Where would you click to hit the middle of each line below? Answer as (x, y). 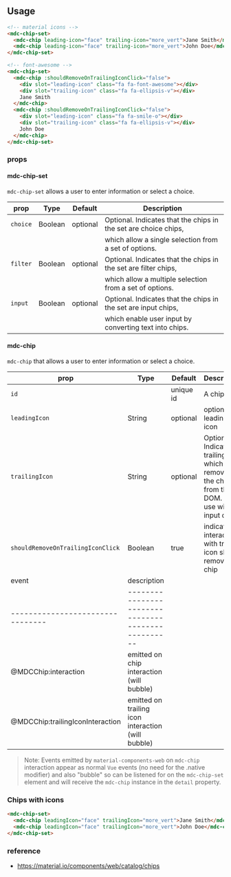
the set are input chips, (141, 307)
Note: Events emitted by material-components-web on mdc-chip (112, 760)
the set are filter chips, (141, 268)
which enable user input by (148, 318)
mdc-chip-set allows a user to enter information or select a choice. (101, 191)
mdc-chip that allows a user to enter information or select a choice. (101, 361)
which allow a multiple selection (156, 279)
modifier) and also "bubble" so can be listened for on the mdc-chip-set (124, 775)
